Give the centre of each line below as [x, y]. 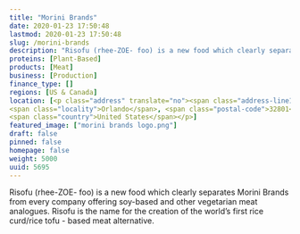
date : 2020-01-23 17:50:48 [59, 26]
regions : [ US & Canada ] [54, 92]
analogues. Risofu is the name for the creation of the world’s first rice [137, 212]
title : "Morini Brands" [54, 17]
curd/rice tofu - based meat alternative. [82, 221]
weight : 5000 [33, 159]
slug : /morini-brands [50, 42]
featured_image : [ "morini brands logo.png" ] [93, 126]
